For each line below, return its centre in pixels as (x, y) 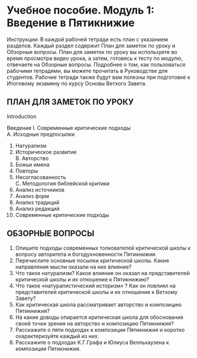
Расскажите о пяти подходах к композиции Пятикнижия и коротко (100, 330)
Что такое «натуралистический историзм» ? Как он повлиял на (96, 286)
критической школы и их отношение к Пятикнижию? (82, 279)
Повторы (27, 171)
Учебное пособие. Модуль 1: (80, 10)
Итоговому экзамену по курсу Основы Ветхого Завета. (77, 83)
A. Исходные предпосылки (41, 134)
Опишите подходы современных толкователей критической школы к (103, 248)
